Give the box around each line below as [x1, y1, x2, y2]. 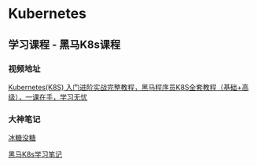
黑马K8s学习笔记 [8, 150, 63, 159]
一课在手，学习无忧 [24, 92, 88, 102]
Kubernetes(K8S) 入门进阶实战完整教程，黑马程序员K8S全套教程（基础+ [8, 82, 242, 92]
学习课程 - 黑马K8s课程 [8, 38, 121, 51]
